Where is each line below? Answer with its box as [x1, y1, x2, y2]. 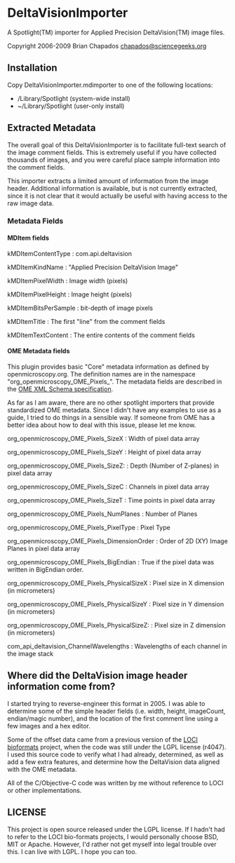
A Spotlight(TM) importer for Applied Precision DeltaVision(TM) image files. [7, 28, 225, 36]
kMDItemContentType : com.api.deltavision [7, 249, 132, 257]
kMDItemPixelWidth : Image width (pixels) [7, 276, 128, 285]
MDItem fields [7, 233, 49, 243]
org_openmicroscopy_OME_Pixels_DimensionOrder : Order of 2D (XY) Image [7, 536, 228, 545]
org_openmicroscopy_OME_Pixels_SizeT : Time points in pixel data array [7, 496, 215, 504]
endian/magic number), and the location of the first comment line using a [7, 714, 219, 723]
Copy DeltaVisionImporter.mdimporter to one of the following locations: [7, 81, 213, 89]
